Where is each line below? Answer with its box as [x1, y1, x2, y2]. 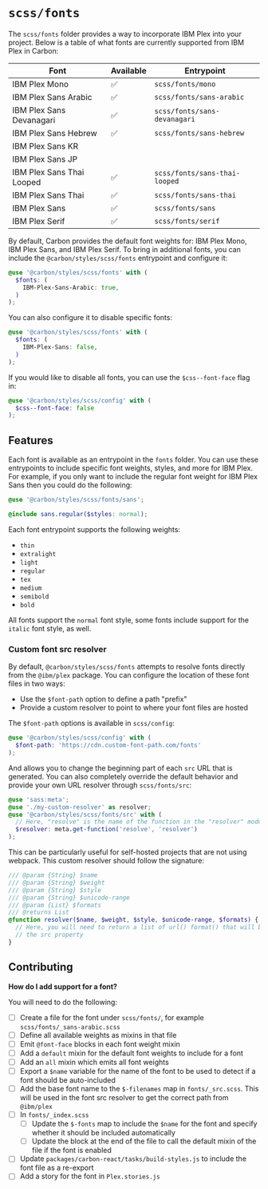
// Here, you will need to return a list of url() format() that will [15, 923, 255, 931]
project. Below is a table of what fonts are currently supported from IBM [8, 38, 245, 47]
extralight [19, 550, 57, 558]
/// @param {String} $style [8, 886, 102, 894]
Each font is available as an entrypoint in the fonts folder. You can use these [8, 454, 259, 465]
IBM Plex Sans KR [12, 140, 79, 151]
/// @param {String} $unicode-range [8, 894, 130, 902]
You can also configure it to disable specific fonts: [8, 313, 173, 322]
